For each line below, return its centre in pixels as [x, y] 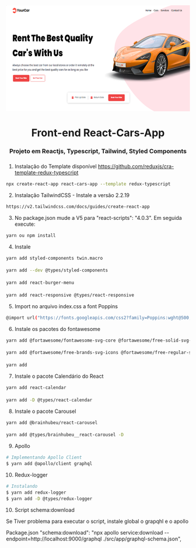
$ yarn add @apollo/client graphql [49, 464]
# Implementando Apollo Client [44, 458]
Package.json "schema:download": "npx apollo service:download [85, 532]
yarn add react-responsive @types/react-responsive [70, 295]
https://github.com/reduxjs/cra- [136, 167]
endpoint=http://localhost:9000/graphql [54, 539]
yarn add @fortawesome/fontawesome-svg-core [61, 340]
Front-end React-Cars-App [98, 133]
